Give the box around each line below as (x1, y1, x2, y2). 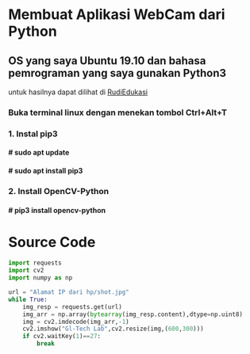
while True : (8, 295, 48, 303)
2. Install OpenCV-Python (8, 185, 110, 196)
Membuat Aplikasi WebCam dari (8, 6, 225, 24)
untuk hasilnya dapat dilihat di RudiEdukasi (8, 87, 148, 97)
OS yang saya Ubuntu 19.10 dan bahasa (8, 54, 206, 67)
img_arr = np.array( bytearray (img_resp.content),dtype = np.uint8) (22, 310, 244, 318)
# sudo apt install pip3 (8, 166, 83, 176)
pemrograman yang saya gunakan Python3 (8, 66, 227, 80)
